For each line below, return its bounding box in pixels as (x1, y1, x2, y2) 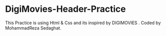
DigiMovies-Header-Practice (5, 3, 126, 15)
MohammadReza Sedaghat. (5, 25, 62, 31)
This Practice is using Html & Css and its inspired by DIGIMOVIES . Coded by (5, 20, 161, 26)
